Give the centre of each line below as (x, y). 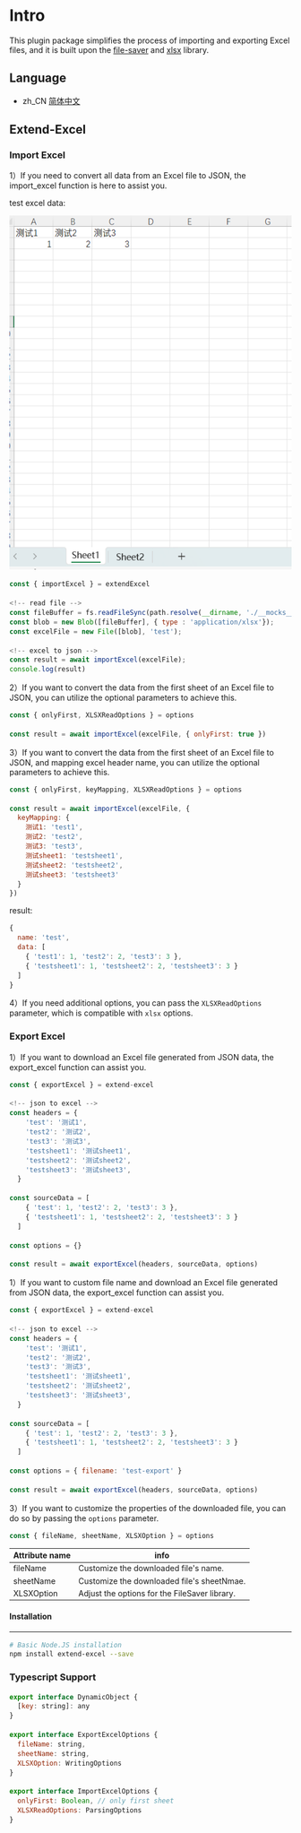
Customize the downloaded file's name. (151, 1569)
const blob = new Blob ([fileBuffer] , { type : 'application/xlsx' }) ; (142, 622)
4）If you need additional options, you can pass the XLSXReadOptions (136, 1003)
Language (38, 78)
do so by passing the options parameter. (84, 1518)
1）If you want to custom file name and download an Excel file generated (144, 1283)
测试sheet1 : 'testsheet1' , (74, 856)
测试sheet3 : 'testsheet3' (72, 875)
